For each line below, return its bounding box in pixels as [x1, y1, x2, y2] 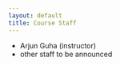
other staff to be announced [19, 49, 113, 59]
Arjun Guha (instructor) [19, 40, 97, 50]
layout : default [8, 11, 62, 20]
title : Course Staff [8, 19, 78, 27]
